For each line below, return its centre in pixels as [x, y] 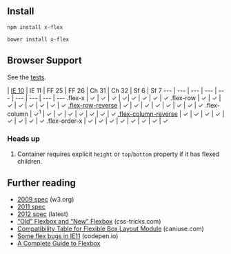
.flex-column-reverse [148, 114]
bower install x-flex [38, 39]
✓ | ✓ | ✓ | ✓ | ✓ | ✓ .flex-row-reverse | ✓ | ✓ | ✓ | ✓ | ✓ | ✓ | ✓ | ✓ [105, 105]
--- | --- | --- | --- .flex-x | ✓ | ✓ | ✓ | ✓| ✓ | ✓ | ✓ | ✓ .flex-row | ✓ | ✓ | [118, 98]
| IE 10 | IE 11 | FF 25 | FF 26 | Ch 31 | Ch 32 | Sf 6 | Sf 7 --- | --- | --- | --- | [112, 90]
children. [30, 161]
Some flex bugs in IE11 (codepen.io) [68, 236]
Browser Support [45, 60]
